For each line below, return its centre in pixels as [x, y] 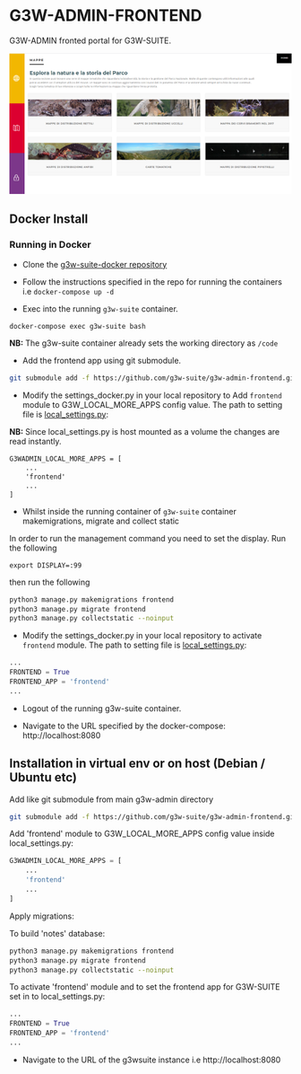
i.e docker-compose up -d [68, 291]
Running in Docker [50, 245]
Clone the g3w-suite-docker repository [95, 264]
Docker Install [49, 220]
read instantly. [35, 441]
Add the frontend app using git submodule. [102, 360]
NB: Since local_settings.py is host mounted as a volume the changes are [145, 431]
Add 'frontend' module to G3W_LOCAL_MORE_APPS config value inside [142, 834]
